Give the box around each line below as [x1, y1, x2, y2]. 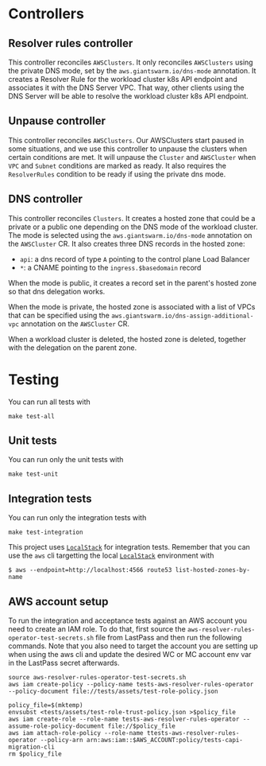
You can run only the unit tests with [8, 455, 124, 465]
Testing [8, 371, 60, 388]
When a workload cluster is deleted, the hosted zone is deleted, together [8, 334, 246, 344]
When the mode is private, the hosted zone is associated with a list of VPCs [8, 301, 256, 311]
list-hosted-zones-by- [175, 566, 250, 574]
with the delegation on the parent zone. [8, 343, 137, 352]
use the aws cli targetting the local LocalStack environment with [8, 550, 214, 561]
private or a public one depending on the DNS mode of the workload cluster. [8, 222, 258, 231]
